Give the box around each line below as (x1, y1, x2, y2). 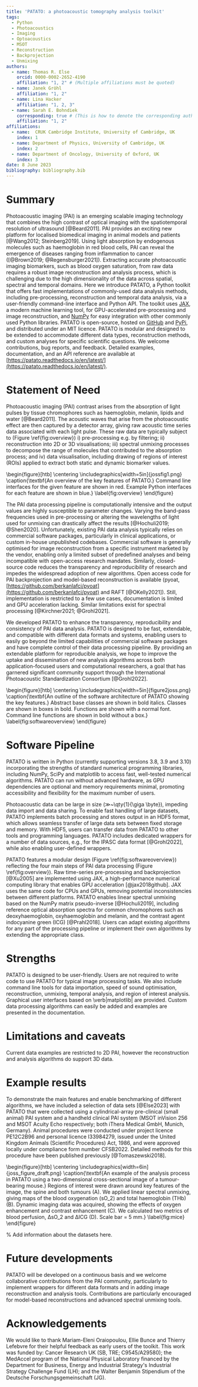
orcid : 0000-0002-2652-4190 (16, 74, 85, 80)
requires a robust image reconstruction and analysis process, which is (6, 269, 177, 276)
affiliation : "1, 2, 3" (16, 101, 75, 108)
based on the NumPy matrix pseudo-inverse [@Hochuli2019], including (6, 900, 179, 907)
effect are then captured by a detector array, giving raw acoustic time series (6, 421, 192, 429)
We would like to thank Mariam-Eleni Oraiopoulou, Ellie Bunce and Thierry (6, 1336, 186, 1343)
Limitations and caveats (6, 1029, 126, 1043)
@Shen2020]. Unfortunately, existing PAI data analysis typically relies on (6, 526, 183, 533)
